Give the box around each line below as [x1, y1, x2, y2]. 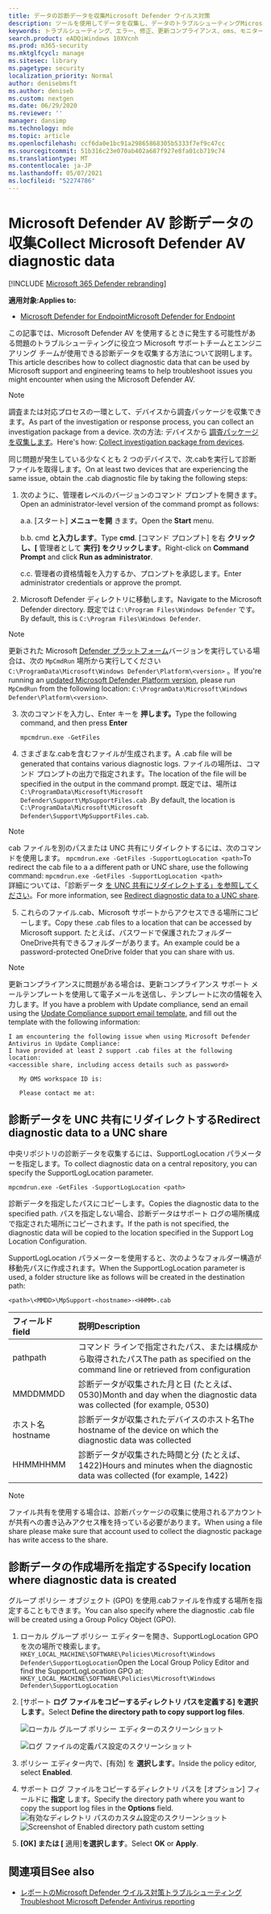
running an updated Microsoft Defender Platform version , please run [8, 675, 236, 684]
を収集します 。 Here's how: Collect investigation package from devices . [8, 437, 245, 446]
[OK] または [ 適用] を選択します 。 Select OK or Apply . [19, 1839, 199, 1849]
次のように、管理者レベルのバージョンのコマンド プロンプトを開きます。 [19, 490, 262, 499]
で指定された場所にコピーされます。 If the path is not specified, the [8, 1218, 230, 1228]
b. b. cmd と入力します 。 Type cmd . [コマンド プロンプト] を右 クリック [19, 533, 256, 542]
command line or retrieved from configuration [77, 1364, 251, 1375]
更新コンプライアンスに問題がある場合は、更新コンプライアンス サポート [8, 979, 250, 988]
